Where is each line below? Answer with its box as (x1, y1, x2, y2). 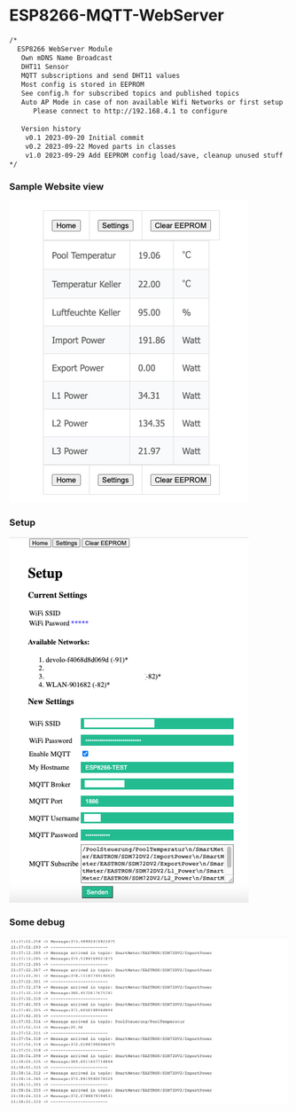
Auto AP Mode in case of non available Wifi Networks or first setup (20, 98, 284, 106)
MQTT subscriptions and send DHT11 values (20, 71, 180, 80)
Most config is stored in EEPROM (20, 80, 144, 89)
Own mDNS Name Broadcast (20, 53, 113, 62)
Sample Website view (9, 180, 105, 192)
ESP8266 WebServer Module (17, 44, 113, 53)
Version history (20, 124, 82, 133)
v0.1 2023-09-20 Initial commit (25, 133, 144, 142)
